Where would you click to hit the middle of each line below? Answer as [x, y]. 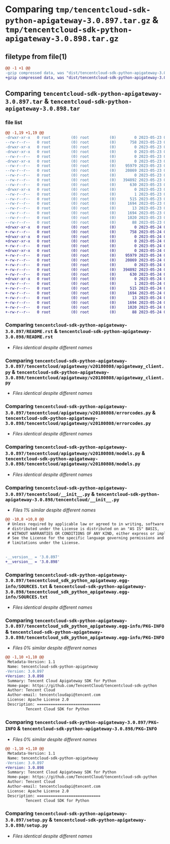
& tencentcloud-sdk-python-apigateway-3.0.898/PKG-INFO [87, 728]
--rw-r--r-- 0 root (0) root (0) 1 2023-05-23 [83, 194]
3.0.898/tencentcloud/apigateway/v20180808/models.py [73, 464]
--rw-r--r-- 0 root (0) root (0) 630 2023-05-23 [83, 185]
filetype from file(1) [36, 57]
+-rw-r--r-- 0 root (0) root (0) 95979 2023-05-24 [83, 255]
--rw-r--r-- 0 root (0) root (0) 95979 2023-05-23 [83, 166]
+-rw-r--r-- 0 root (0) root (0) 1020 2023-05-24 [83, 307]
